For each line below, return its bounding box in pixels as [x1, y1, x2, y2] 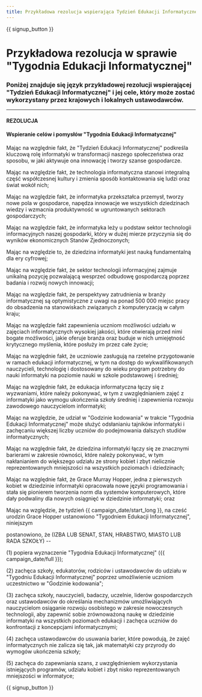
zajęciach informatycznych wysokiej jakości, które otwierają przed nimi [6, 328, 182, 335]
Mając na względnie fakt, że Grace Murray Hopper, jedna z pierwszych [6, 476, 182, 483]
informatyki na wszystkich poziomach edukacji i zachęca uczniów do [6, 617, 178, 624]
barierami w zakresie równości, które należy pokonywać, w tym [6, 451, 164, 458]
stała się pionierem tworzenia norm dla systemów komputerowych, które [6, 488, 186, 496]
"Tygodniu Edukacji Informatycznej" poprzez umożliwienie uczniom [6, 573, 174, 580]
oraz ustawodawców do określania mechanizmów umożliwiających [6, 598, 173, 605]
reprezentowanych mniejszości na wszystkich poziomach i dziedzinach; [6, 464, 185, 471]
